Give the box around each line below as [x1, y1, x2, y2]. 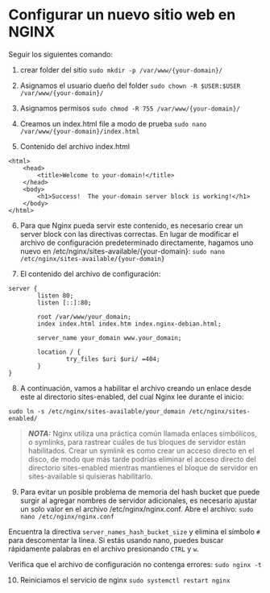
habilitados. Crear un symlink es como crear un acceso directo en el [27, 446, 255, 455]
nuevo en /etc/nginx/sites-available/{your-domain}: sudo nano [19, 246, 226, 255]
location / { [37, 348, 81, 356]
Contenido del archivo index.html [19, 141, 131, 151]
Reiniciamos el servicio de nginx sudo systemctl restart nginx [19, 574, 231, 585]
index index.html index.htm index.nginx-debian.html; [37, 320, 222, 328]
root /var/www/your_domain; [37, 313, 131, 321]
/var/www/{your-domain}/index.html [19, 127, 140, 135]
